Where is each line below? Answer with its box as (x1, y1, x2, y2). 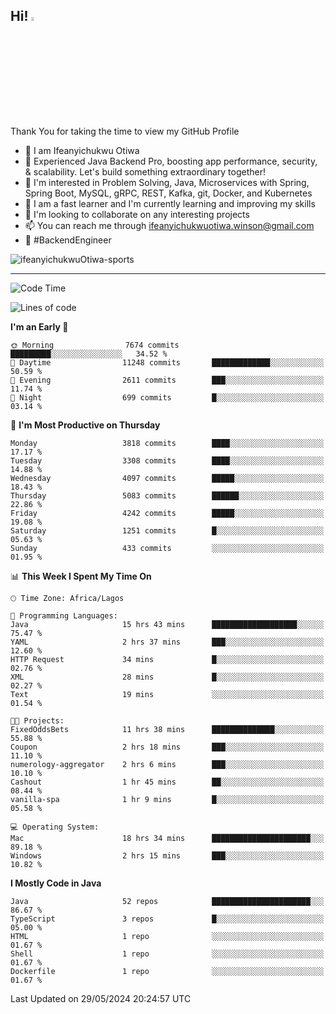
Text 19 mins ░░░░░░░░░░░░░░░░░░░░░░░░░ (10, 689, 325, 699)
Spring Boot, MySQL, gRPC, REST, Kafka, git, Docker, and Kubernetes (24, 187, 313, 199)
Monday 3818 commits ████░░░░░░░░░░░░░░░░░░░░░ (10, 438, 325, 448)
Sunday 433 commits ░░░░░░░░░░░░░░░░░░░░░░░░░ (10, 543, 325, 553)
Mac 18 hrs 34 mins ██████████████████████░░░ (10, 833, 325, 843)
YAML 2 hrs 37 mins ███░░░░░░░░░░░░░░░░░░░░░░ (10, 637, 325, 647)
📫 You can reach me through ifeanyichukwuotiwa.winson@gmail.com (24, 219, 315, 231)
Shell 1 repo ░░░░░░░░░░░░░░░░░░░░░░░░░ (10, 949, 325, 959)
